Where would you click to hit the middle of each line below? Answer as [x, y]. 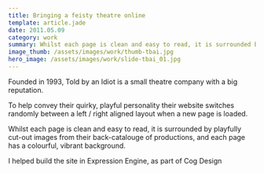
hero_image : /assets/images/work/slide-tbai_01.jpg [94, 60]
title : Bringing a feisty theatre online [77, 15]
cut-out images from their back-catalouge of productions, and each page [127, 137]
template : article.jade [47, 23]
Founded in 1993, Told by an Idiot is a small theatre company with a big [123, 81]
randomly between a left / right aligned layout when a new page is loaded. [128, 113]
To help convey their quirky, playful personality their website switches [121, 105]
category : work [33, 37]
